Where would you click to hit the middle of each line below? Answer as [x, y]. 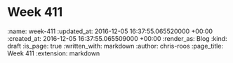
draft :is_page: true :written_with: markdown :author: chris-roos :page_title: [115, 46]
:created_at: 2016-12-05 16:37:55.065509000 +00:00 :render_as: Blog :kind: [117, 38]
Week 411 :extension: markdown [54, 53]
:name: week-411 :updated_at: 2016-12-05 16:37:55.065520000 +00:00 [110, 31]
